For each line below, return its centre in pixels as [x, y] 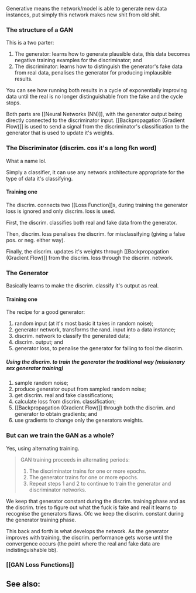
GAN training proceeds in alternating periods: [75, 459]
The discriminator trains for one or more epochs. [88, 471]
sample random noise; [41, 383]
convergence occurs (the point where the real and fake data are [83, 543]
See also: [23, 584]
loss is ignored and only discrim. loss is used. [61, 211]
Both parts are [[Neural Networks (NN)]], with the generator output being [94, 114]
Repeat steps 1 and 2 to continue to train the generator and [100, 483]
